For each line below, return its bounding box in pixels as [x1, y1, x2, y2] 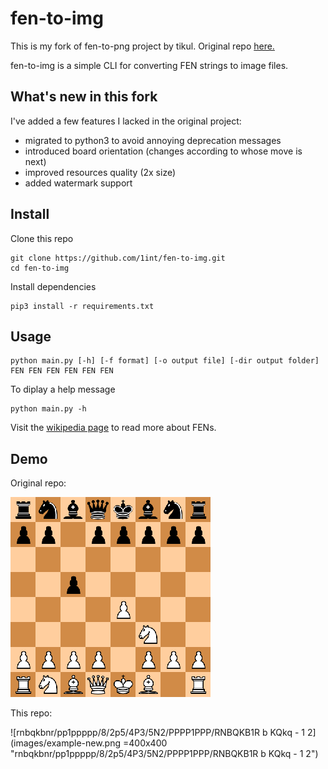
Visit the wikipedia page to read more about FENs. [10, 422, 217, 434]
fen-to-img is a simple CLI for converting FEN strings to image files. [10, 59, 289, 71]
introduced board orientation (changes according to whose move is [24, 145, 303, 157]
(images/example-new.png [10, 737, 122, 749]
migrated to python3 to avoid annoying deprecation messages [24, 134, 282, 146]
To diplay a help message [10, 383, 116, 396]
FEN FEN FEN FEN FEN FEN [10, 366, 114, 376]
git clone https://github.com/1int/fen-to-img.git [10, 253, 226, 263]
